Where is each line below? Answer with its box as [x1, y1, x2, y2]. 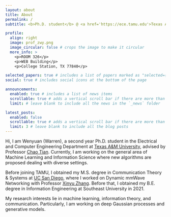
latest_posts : [5, 110, 36, 115]
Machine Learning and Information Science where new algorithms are [5, 154, 152, 160]
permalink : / [5, 17, 33, 22]
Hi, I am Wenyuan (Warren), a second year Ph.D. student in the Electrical [5, 138, 157, 144]
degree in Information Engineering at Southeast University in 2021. [5, 186, 145, 192]
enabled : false [10, 115, 42, 120]
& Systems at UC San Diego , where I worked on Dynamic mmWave [5, 175, 145, 180]
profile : [5, 31, 24, 36]
